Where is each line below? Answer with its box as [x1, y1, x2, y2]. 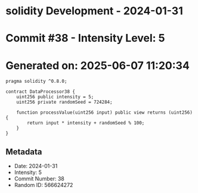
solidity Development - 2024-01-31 [5, 4, 183, 18]
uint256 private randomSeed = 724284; [16, 99, 113, 105]
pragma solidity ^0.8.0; [5, 79, 67, 85]
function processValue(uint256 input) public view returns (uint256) [16, 110, 193, 116]
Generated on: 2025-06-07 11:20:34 [5, 58, 190, 72]
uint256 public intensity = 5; [16, 94, 94, 100]
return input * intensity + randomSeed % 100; [27, 120, 145, 126]
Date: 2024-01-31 [14, 163, 58, 170]
